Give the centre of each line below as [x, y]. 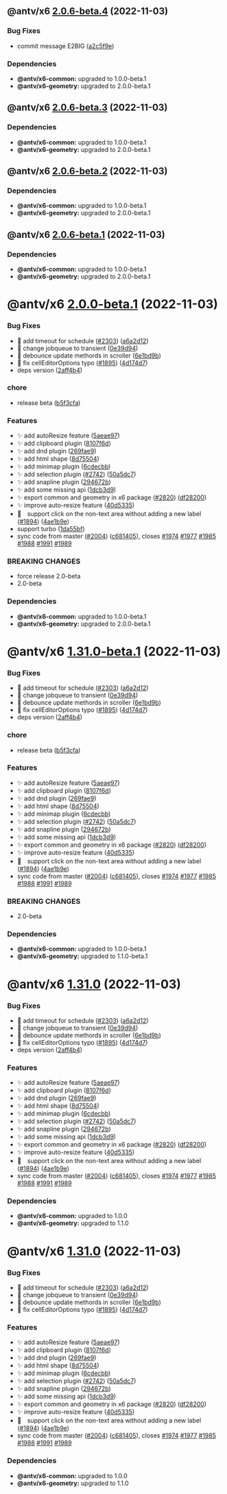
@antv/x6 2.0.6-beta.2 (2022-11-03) [87, 171]
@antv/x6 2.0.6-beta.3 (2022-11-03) [87, 108]
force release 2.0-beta [49, 576]
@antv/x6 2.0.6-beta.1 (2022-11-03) [86, 234]
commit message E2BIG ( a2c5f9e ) [65, 46]
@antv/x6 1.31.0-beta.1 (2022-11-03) [114, 651]
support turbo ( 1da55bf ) [51, 529]
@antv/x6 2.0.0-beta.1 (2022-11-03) [112, 304]
